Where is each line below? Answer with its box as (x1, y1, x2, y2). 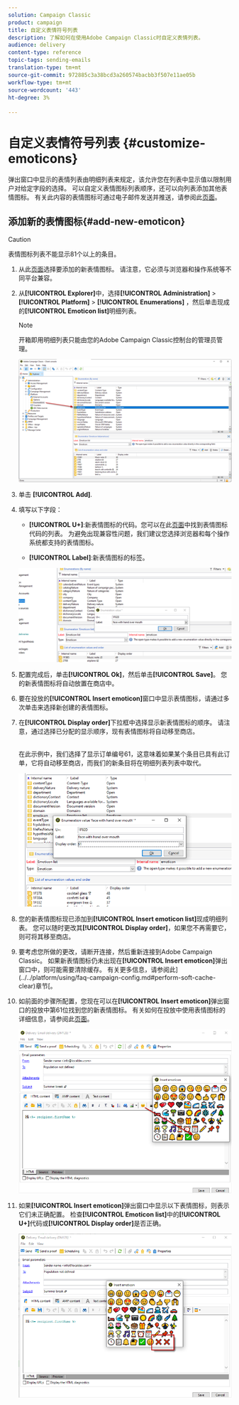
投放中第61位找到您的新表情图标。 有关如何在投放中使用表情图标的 (30, 1005, 226, 1014)
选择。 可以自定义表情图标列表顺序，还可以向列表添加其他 (51, 184, 221, 193)
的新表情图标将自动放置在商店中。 (18, 679, 118, 688)
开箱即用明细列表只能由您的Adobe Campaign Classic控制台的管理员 (18, 335, 217, 344)
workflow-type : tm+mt (8, 79, 72, 86)
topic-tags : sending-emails (8, 57, 91, 64)
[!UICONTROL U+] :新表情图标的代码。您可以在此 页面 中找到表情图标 (28, 520, 228, 529)
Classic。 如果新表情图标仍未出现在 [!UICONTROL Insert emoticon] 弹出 (18, 956, 228, 965)
